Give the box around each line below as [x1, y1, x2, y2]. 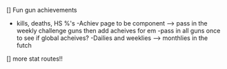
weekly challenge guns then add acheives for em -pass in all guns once [16, 27, 221, 34]
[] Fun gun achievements [6, 6, 77, 14]
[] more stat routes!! [6, 55, 63, 63]
